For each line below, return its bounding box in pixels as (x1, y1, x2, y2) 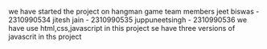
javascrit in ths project (8, 32, 82, 41)
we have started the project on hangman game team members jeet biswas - (8, 7, 260, 16)
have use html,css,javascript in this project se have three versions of (8, 24, 236, 32)
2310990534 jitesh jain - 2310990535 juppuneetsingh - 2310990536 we (8, 15, 248, 24)
